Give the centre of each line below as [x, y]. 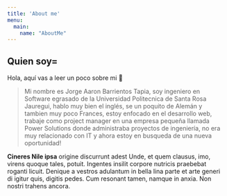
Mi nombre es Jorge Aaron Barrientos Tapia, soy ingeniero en [112, 92]
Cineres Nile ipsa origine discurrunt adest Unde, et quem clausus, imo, [109, 156]
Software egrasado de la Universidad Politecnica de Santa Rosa [115, 99]
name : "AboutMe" [43, 33]
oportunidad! [43, 143]
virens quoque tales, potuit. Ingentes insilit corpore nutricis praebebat [107, 164]
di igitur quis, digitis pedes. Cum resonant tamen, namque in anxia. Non [109, 179]
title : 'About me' [34, 14]
